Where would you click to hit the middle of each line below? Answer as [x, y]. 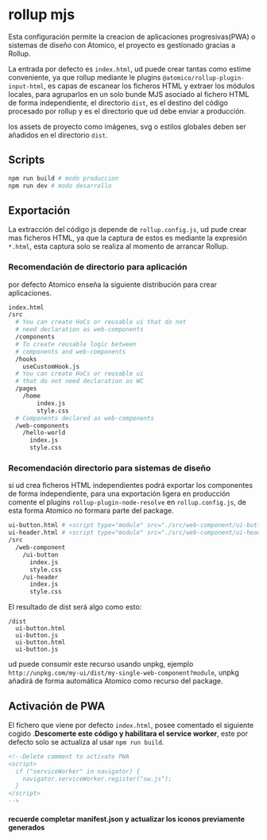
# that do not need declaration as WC [80, 381]
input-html [26, 86]
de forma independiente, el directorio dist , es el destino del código [118, 103]
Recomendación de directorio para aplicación [98, 267]
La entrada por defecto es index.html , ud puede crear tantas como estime [130, 68]
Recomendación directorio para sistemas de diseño [110, 468]
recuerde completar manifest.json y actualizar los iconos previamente [126, 819]
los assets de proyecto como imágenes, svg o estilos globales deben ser [127, 126]
